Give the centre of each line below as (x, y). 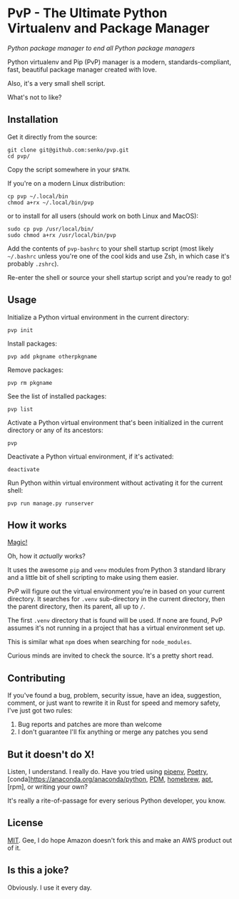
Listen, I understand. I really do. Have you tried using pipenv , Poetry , (108, 772)
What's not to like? (35, 97)
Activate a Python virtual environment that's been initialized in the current (115, 422)
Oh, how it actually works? (46, 556)
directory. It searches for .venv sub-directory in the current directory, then (116, 599)
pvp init (20, 330)
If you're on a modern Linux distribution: (66, 183)
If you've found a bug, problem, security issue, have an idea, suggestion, (115, 695)
